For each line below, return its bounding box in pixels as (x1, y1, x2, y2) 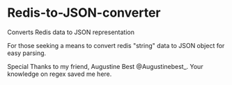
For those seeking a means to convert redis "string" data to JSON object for (7, 41, 225, 49)
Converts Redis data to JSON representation (7, 28, 134, 36)
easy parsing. (7, 49, 47, 57)
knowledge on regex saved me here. (7, 70, 112, 78)
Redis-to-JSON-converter (7, 5, 162, 21)
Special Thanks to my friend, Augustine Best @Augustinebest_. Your (7, 62, 203, 70)
